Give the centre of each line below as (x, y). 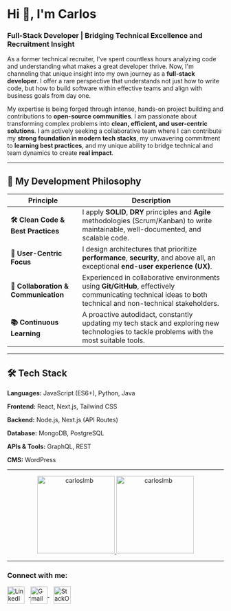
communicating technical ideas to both (145, 295)
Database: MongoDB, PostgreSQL (56, 433)
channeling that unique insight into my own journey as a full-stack (101, 74)
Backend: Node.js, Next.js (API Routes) (63, 420)
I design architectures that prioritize (140, 249)
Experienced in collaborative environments (151, 278)
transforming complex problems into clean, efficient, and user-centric (108, 124)
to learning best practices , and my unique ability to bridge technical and (110, 146)
